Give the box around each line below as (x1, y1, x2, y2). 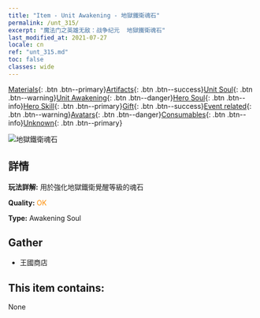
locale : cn (8, 41, 44, 49)
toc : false (8, 56, 44, 64)
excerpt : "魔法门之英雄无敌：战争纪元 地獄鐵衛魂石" (8, 26, 166, 34)
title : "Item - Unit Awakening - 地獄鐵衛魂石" (8, 11, 160, 20)
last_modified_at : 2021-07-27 (8, 33, 108, 42)
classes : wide (8, 63, 55, 71)
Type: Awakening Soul (8, 213, 81, 223)
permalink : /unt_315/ (8, 19, 80, 27)
